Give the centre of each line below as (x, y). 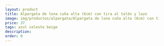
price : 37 (15, 23)
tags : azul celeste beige (31, 27)
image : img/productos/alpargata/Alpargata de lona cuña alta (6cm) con (79, 18)
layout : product (21, 9)
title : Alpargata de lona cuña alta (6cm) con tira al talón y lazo (76, 14)
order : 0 (14, 36)
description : (18, 32)
